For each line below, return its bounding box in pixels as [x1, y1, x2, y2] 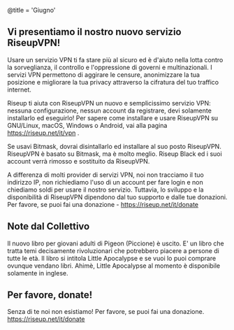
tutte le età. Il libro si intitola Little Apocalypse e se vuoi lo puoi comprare [7, 254, 217, 262]
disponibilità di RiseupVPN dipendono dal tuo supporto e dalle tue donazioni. [7, 192, 228, 201]
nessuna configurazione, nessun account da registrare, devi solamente [7, 106, 212, 115]
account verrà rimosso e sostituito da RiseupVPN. [7, 157, 150, 165]
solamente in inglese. [7, 268, 68, 277]
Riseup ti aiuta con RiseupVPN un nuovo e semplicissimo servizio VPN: [7, 99, 211, 107]
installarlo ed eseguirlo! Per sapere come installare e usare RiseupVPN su [7, 113, 219, 122]
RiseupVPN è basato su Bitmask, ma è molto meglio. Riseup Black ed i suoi [7, 150, 222, 158]
